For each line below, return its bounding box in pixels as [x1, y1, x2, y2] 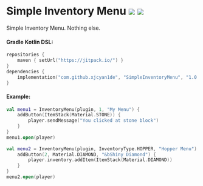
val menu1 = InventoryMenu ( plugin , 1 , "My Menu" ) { [6, 106, 140, 113]
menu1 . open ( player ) [6, 135, 56, 141]
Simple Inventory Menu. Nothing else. [6, 24, 101, 32]
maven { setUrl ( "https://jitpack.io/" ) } [17, 58, 123, 64]
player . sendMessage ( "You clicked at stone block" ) [28, 118, 159, 124]
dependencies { [6, 68, 45, 75]
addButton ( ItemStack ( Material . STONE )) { [17, 112, 121, 118]
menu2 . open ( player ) [6, 174, 56, 180]
